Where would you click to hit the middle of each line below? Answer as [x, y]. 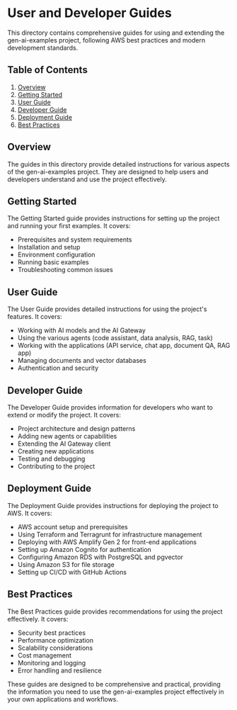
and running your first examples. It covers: [69, 226]
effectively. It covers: [38, 619]
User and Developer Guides [89, 13]
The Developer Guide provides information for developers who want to [110, 407]
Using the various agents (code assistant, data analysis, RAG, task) [115, 338]
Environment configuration [56, 255]
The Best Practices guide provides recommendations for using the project [115, 612]
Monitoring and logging [52, 663]
